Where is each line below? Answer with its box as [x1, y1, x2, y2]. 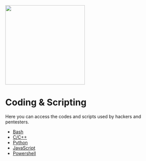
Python [12, 139, 28, 145]
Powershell [12, 150, 37, 156]
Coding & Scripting [5, 96, 86, 108]
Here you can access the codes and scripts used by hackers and [5, 113, 141, 119]
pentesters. [5, 119, 30, 125]
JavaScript [12, 145, 36, 151]
